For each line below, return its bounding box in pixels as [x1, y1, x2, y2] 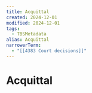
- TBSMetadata [11, 31, 47, 37]
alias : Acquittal [6, 37, 50, 43]
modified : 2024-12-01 [6, 20, 60, 26]
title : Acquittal [6, 8, 50, 15]
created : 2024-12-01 [6, 14, 58, 20]
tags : [6, 25, 20, 32]
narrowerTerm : [6, 43, 42, 49]
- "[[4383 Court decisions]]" [11, 48, 87, 54]
